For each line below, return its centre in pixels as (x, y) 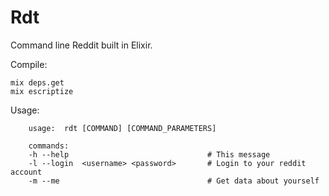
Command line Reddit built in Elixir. (81, 45)
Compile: (29, 64)
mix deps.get (37, 82)
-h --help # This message (149, 154)
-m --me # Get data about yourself (174, 181)
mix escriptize (42, 91)
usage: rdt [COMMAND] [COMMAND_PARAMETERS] (122, 128)
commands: (49, 146)
